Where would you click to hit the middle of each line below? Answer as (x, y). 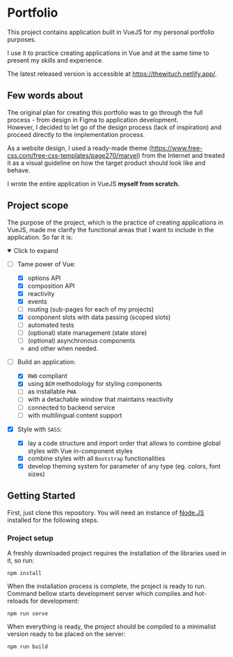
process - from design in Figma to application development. (93, 120)
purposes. (22, 39)
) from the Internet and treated (182, 155)
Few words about (45, 96)
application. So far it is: (40, 237)
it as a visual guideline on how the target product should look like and (106, 163)
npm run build (28, 647)
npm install (24, 573)
